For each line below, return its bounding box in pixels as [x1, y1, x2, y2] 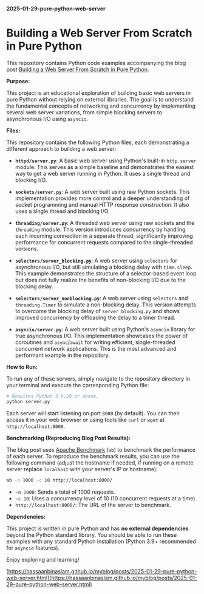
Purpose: [6, 77, 30, 85]
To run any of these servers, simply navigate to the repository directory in [6, 375, 191, 382]
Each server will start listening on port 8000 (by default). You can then [6, 410, 180, 417]
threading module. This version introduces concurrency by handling [15, 226, 186, 233]
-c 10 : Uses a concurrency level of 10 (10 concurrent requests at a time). [15, 495, 197, 502]
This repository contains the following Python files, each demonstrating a [6, 139, 189, 146]
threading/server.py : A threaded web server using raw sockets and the [15, 219, 195, 226]
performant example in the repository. [15, 351, 110, 359]
